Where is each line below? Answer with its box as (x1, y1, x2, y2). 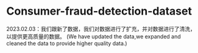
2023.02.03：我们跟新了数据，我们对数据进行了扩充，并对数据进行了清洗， (6, 25, 196, 32)
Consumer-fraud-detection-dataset (6, 4, 192, 18)
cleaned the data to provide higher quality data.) (6, 40, 127, 47)
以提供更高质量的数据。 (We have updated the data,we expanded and (6, 32, 181, 40)
